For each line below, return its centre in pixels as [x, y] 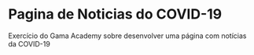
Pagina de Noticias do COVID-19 [115, 14]
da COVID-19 [29, 43]
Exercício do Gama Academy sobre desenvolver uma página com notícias [127, 36]
